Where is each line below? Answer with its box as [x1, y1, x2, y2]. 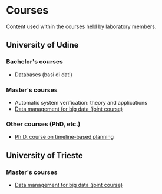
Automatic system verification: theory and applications [14, 99, 147, 106]
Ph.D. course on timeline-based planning [14, 133, 114, 141]
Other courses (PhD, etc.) [6, 120, 81, 128]
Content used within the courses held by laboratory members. [6, 23, 157, 30]
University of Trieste [6, 150, 84, 160]
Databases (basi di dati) [14, 71, 72, 78]
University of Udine [6, 40, 79, 50]
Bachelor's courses [6, 58, 64, 66]
